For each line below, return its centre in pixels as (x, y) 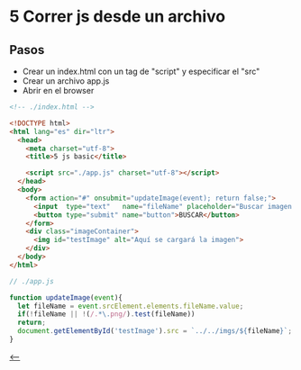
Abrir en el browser (58, 90)
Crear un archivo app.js (66, 81)
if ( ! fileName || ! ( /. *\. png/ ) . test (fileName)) (106, 314)
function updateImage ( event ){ (66, 298)
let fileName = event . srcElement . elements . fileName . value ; (131, 306)
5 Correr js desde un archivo (118, 17)
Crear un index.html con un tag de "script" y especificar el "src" (141, 71)
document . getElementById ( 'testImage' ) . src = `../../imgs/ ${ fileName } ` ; (155, 331)
